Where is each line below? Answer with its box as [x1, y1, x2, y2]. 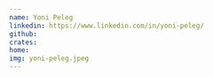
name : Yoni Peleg [9, 12, 74, 22]
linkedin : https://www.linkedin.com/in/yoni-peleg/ [9, 21, 204, 30]
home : [9, 46, 29, 55]
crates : [9, 37, 38, 47]
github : [9, 29, 38, 38]
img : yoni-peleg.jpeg [9, 54, 90, 63]
